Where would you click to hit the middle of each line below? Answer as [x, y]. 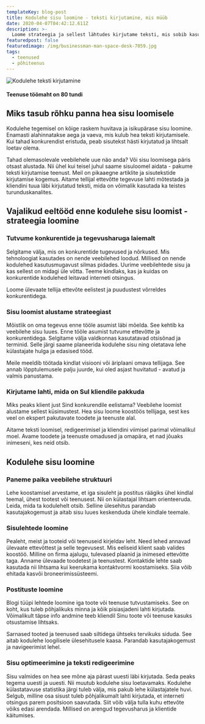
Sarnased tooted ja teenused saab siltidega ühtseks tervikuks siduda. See [99, 634]
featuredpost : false [33, 40]
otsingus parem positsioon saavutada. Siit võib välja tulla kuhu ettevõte [95, 702]
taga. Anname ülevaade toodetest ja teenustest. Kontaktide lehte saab [94, 561]
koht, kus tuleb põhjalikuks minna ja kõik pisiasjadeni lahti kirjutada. [91, 609]
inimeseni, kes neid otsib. [38, 443]
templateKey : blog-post [37, 12]
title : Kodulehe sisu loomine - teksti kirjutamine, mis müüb [87, 18]
